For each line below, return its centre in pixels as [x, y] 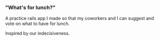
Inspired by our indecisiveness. [37, 33]
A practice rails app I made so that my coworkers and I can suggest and [80, 18]
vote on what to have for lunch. [37, 23]
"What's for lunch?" [30, 7]
